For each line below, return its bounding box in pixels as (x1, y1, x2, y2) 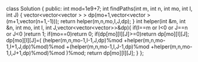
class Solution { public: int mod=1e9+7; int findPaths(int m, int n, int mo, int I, (6, 5, 193, 12)
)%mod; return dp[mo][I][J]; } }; (66, 49, 144, 56)
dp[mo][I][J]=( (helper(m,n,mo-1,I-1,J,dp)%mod (6, 37, 123, 44)
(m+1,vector (6, 18, 36, 24)
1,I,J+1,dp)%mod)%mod (6, 49, 65, 56)
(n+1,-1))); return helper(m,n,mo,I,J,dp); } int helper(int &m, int (35, 18, 186, 24)
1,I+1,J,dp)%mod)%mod (6, 43, 65, 50)
